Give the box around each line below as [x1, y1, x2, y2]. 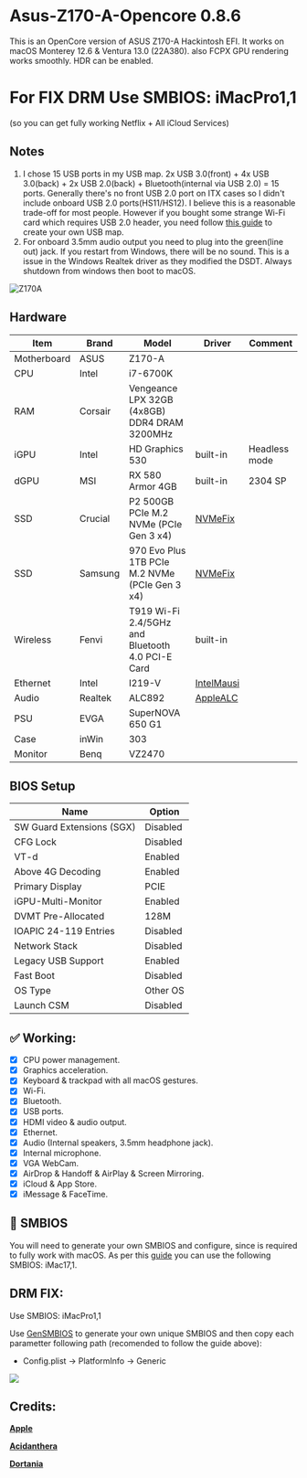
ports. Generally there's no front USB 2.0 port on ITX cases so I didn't [22, 187, 285, 198]
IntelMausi [195, 676, 240, 689]
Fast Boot [14, 970, 55, 983]
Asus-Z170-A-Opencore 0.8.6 [9, 5, 242, 27]
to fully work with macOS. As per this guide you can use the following [9, 1249, 271, 1260]
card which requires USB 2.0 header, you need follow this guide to [22, 217, 272, 228]
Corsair [79, 404, 111, 417]
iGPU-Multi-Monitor [14, 895, 102, 908]
